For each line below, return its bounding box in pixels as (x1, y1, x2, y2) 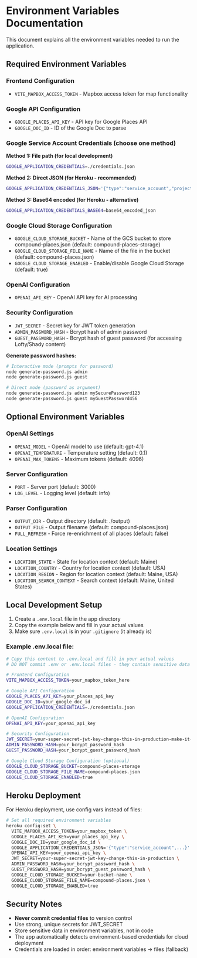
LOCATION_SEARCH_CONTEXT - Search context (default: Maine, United (14, 577, 174, 584)
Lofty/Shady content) (14, 340, 66, 347)
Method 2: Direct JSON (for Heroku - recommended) (6, 174, 137, 181)
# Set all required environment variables (6, 817, 111, 824)
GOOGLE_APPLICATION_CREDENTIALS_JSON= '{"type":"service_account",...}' (11, 845, 191, 851)
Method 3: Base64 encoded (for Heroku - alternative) (6, 196, 139, 203)
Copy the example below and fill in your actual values (14, 622, 144, 629)
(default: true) (14, 266, 48, 273)
